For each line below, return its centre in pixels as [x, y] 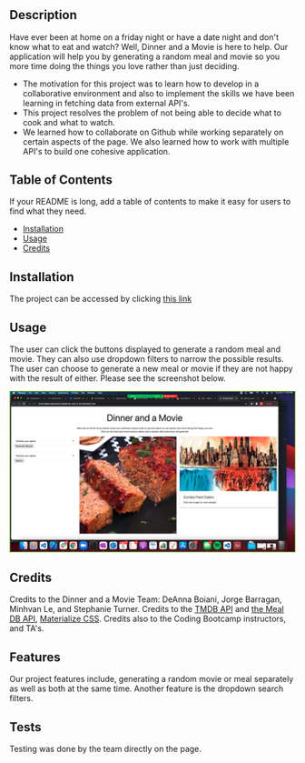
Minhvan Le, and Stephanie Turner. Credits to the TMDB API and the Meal [147, 609]
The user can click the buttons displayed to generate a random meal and [145, 349]
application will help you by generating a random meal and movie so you [145, 56]
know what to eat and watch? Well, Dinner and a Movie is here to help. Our [149, 46]
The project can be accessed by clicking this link [101, 299]
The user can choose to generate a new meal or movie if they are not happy [151, 369]
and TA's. [27, 628]
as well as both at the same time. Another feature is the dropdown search [147, 688]
